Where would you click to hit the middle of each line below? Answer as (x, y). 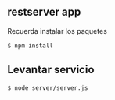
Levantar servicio (51, 70)
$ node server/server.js (48, 88)
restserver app (44, 12)
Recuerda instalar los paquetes (57, 31)
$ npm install (31, 46)
